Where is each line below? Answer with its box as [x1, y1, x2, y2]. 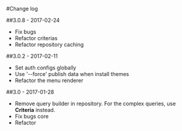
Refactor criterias [14, 35, 58, 41]
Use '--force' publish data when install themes [14, 71, 129, 77]
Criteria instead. [14, 106, 55, 113]
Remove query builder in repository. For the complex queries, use [14, 100, 176, 107]
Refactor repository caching [14, 41, 84, 48]
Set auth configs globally [14, 64, 76, 71]
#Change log [6, 5, 38, 12]
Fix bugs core [14, 113, 49, 120]
